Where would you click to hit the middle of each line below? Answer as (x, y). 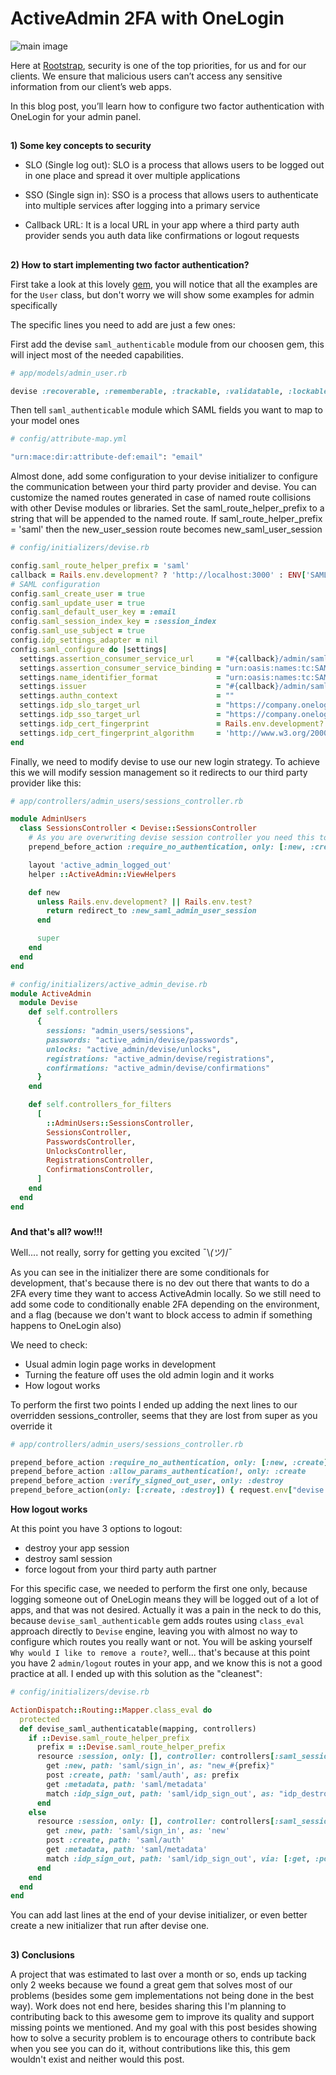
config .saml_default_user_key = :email (93, 612)
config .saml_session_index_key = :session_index (113, 622)
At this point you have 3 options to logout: (96, 1529)
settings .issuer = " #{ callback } (149, 687)
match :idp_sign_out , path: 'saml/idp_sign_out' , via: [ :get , (178, 1858)
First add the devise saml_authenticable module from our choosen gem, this (167, 344)
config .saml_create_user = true (77, 593)
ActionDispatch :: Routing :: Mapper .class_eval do (111, 1710)
